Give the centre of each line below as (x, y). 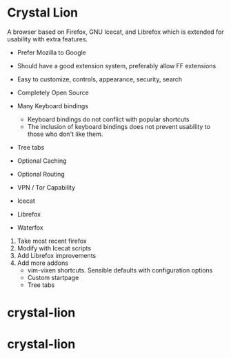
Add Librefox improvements (57, 255)
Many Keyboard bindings (52, 106)
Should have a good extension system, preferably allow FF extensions (117, 66)
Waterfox (30, 227)
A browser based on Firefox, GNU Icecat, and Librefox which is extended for (115, 32)
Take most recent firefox (52, 241)
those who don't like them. (65, 134)
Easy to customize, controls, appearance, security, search (100, 79)
